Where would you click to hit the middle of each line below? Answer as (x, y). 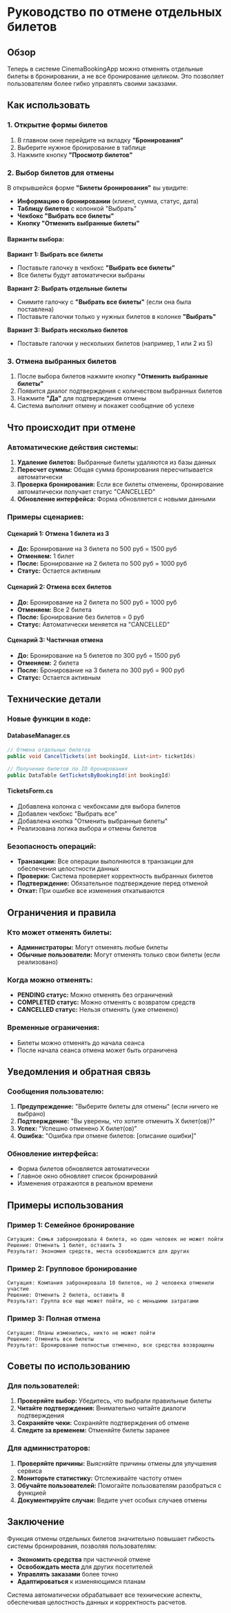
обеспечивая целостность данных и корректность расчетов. (97, 1602)
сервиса (30, 1471)
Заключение (36, 1522)
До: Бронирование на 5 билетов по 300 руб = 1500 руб (99, 655)
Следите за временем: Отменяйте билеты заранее (93, 1430)
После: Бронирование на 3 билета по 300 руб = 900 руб (101, 670)
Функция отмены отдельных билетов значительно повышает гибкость (111, 1538)
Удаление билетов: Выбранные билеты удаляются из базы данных (117, 462)
